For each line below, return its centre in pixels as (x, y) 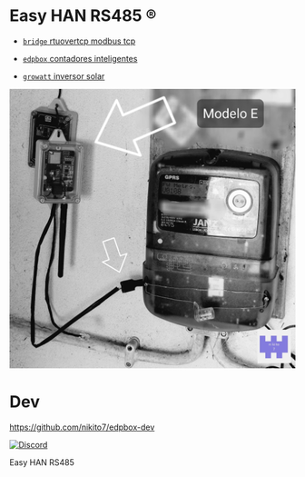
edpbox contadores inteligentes (80, 58)
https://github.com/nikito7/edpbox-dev (82, 427)
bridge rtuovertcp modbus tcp (79, 41)
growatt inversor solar (64, 76)
